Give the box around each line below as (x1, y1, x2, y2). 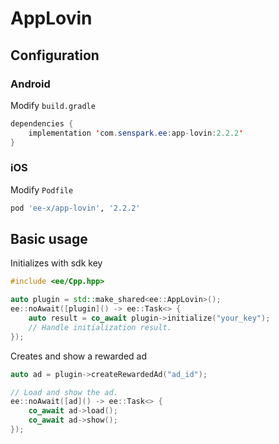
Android (10, 77, 51, 91)
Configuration (10, 47, 100, 64)
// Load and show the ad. (10, 387, 118, 397)
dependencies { (10, 118, 74, 129)
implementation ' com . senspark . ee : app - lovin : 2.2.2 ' (28, 128, 244, 138)
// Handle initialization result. (28, 322, 172, 332)
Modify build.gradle (10, 99, 96, 111)
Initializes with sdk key (10, 257, 103, 269)
